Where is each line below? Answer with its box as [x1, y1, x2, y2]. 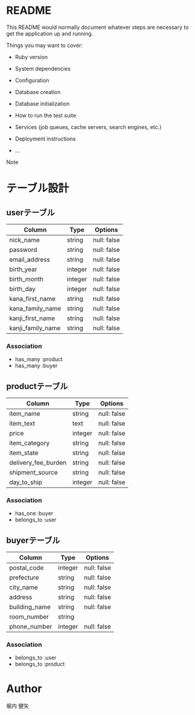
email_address [9, 255, 50, 263]
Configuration [14, 77, 49, 84]
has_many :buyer [14, 362, 58, 370]
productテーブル [6, 381, 68, 391]
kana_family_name [9, 304, 61, 312]
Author [6, 682, 42, 695]
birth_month [9, 275, 44, 283]
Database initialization [14, 100, 70, 107]
